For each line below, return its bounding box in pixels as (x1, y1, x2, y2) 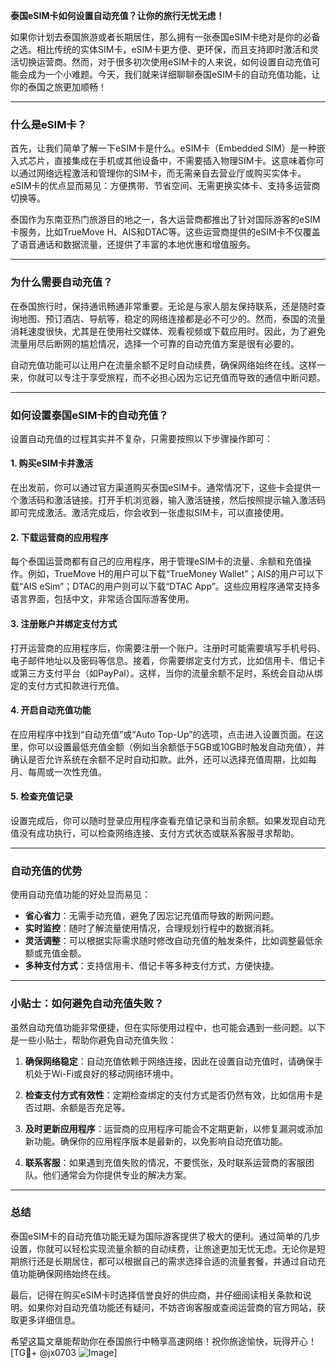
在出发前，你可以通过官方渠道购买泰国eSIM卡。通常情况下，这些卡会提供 (10, 482, 312, 494)
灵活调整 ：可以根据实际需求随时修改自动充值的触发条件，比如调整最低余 (24, 935, 323, 947)
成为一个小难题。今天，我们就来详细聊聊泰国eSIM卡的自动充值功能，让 (27, 69, 321, 80)
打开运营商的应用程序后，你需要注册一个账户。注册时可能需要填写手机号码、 (10, 642, 326, 654)
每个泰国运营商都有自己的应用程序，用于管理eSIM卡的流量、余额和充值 (10, 555, 303, 568)
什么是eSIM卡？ (10, 117, 88, 131)
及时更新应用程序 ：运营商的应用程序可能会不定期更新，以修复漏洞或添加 (24, 1122, 323, 1134)
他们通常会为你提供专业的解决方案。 (42, 1169, 192, 1181)
